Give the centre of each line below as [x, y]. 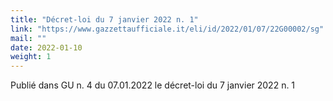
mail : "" [28, 38]
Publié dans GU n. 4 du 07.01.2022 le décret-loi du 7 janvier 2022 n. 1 [153, 85]
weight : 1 [31, 57]
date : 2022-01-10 [46, 47]
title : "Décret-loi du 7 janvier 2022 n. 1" [104, 19]
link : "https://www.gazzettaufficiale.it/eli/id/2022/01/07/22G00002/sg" [167, 29]
